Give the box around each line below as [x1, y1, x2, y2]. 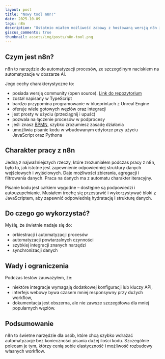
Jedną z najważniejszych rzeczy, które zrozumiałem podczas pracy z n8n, [5, 159, 156, 165]
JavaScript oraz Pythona [12, 132, 62, 138]
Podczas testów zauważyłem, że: [5, 275, 73, 281]
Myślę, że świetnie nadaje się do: [5, 222, 72, 228]
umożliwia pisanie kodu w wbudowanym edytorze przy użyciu [12, 126, 138, 133]
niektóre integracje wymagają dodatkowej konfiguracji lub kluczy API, [12, 284, 153, 290]
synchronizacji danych [12, 247, 58, 253]
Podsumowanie [5, 319, 54, 328]
